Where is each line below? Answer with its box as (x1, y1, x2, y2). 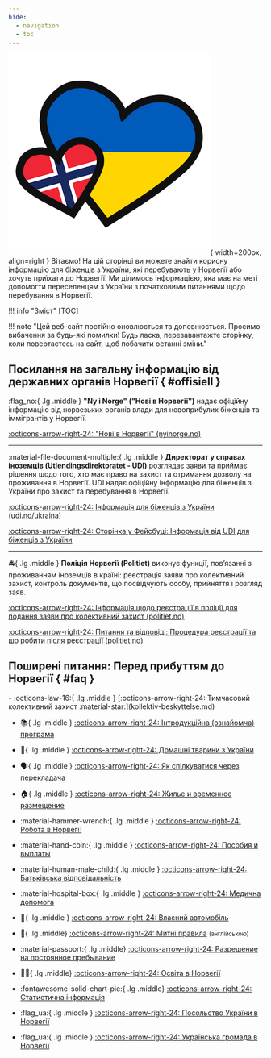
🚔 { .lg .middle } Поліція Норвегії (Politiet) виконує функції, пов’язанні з (8, 559, 252, 569)
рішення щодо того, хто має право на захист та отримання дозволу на (8, 469, 252, 479)
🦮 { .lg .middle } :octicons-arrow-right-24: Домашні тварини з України (19, 745, 254, 754)
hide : (8, 13, 27, 21)
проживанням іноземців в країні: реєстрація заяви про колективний (8, 570, 244, 580)
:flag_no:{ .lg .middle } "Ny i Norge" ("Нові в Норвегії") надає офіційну (8, 396, 248, 406)
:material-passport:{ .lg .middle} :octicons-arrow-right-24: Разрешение (19, 944, 258, 953)
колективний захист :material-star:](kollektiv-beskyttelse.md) (8, 702, 215, 711)
